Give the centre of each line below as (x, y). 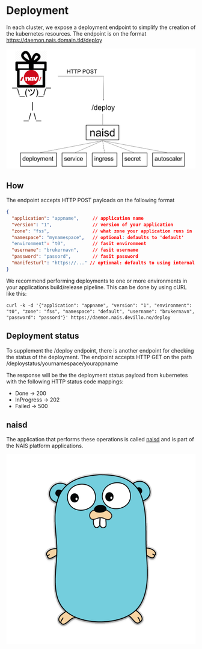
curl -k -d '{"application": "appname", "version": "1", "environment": (99, 305)
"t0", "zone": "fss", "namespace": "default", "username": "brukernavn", (101, 312)
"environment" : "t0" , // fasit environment (79, 244)
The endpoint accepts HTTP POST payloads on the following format (90, 200)
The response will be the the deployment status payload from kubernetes (97, 375)
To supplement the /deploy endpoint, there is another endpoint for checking (100, 350)
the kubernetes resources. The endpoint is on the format (76, 33)
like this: (17, 293)
